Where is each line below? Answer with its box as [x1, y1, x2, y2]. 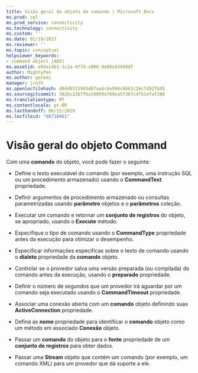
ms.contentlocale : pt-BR [6, 102, 67, 108]
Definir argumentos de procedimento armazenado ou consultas [14, 194, 170, 201]
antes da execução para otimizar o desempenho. [14, 236, 134, 243]
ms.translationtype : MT [6, 97, 65, 102]
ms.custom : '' [6, 31, 41, 37]
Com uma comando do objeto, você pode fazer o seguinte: [6, 158, 151, 166]
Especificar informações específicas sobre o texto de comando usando [14, 247, 189, 255]
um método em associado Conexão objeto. [14, 324, 120, 332]
